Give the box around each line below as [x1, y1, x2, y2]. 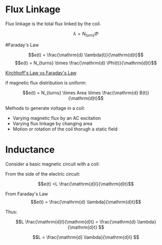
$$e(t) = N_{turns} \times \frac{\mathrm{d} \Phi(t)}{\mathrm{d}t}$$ [15, 60, 157, 66]
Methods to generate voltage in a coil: [5, 105, 85, 111]
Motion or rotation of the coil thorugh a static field [12, 126, 118, 132]
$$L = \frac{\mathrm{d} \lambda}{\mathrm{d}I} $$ [32, 234, 140, 240]
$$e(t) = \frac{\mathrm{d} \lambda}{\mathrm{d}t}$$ [30, 199, 142, 205]
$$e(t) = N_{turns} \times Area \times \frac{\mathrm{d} [22, 89, 139, 96]
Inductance [5, 144, 55, 155]
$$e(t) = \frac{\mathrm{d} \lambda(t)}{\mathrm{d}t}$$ [28, 51, 144, 58]
